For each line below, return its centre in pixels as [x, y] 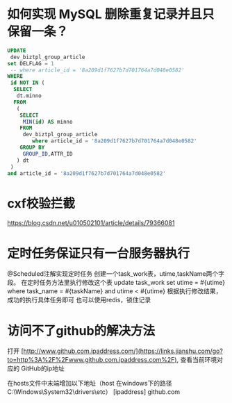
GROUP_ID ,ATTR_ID [48, 154]
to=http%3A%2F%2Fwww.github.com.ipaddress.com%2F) [92, 360]
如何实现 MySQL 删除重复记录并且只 [111, 14]
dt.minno [29, 96]
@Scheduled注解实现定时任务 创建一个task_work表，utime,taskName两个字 [116, 274]
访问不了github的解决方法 [81, 330]
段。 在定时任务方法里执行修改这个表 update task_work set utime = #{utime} [116, 283]
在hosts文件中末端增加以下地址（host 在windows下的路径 [90, 384]
